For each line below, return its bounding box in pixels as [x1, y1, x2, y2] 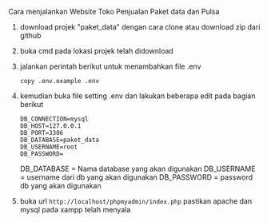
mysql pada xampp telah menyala [19, 205, 131, 214]
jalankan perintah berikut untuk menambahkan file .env [19, 61, 201, 71]
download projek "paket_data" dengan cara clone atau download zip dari [19, 22, 261, 31]
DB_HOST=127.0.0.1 [19, 122, 82, 130]
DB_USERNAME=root [19, 143, 78, 151]
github [19, 31, 42, 40]
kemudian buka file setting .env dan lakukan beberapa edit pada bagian [19, 91, 256, 101]
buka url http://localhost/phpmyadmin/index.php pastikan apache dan [19, 196, 253, 206]
